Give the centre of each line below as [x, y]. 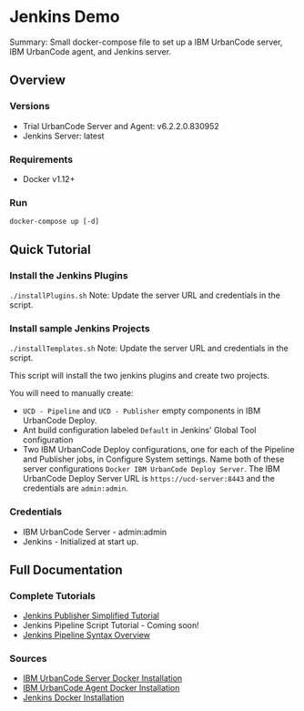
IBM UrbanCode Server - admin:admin [95, 532]
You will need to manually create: [71, 393]
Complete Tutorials [53, 595]
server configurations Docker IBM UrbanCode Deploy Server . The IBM [151, 469]
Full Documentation [66, 569]
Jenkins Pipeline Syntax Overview [86, 635]
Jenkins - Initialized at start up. [81, 541]
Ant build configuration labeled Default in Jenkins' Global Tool [139, 431]
